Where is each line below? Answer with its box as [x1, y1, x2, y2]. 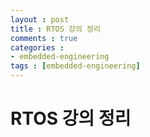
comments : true [10, 33, 78, 43]
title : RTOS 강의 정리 [10, 24, 101, 34]
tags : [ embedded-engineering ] [10, 61, 141, 71]
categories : [10, 42, 65, 53]
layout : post [10, 14, 70, 25]
